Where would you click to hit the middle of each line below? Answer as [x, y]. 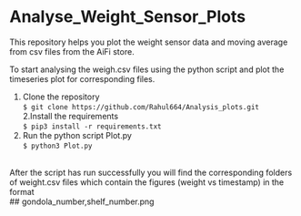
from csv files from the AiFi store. [72, 51]
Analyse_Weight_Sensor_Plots [128, 17]
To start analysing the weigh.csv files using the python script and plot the [147, 69]
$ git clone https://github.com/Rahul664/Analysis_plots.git [141, 107]
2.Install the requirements [70, 116]
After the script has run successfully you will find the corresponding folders [151, 172]
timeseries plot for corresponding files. [82, 78]
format [22, 191]
